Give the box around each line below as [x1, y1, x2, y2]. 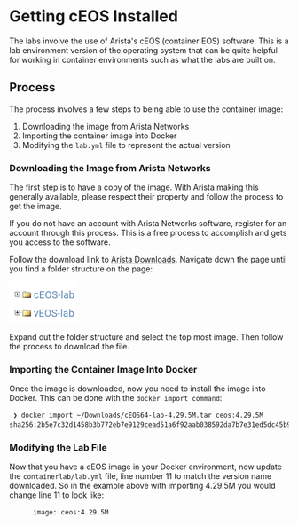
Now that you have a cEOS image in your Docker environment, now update [9, 461, 282, 472]
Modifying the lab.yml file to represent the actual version [21, 139, 231, 150]
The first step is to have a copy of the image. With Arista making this [9, 182, 259, 192]
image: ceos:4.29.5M [32, 508, 109, 517]
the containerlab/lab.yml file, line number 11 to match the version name [9, 471, 272, 482]
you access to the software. [9, 237, 111, 247]
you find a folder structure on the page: [9, 263, 153, 274]
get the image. [9, 201, 62, 212]
